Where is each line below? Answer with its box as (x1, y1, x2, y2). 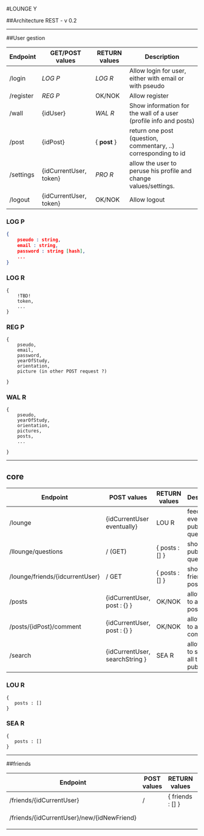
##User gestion (6, 35, 46, 41)
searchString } (106, 655, 147, 664)
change (129, 174, 151, 183)
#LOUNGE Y (6, 5, 38, 12)
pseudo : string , (17, 237, 61, 243)
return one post (129, 127, 174, 135)
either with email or (129, 74, 184, 83)
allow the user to (129, 159, 177, 167)
